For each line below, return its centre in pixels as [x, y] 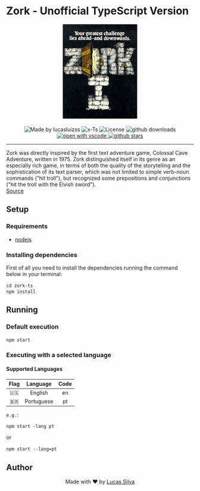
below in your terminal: [34, 274]
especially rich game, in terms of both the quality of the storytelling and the [99, 165]
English [39, 393]
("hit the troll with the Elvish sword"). [51, 184]
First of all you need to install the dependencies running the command [92, 268]
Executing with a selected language [59, 355]
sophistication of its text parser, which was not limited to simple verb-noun [98, 171]
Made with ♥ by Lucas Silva [100, 482]
